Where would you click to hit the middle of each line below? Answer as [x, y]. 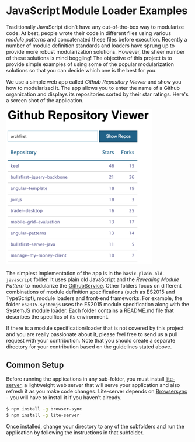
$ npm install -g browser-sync [44, 409]
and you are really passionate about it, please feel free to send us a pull [92, 334]
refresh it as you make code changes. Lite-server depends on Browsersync [97, 391]
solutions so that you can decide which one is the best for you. [81, 70]
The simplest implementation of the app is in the [64, 273]
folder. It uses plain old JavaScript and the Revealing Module [107, 279]
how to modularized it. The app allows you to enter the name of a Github [93, 88]
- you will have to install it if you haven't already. [64, 398]
